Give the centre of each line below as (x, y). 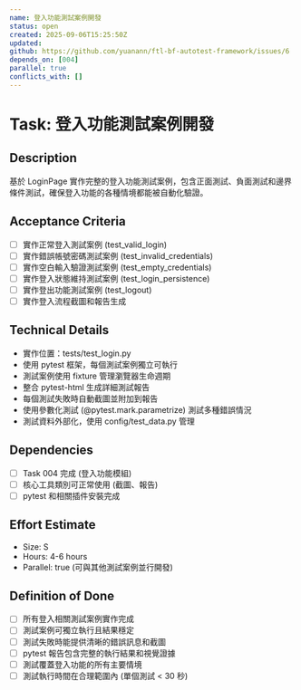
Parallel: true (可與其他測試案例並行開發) (98, 567)
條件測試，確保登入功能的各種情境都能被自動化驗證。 (109, 192)
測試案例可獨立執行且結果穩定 (78, 630)
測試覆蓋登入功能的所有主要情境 (82, 664)
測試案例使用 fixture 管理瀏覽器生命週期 (97, 376)
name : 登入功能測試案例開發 (55, 18)
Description (43, 158)
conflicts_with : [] (46, 77)
